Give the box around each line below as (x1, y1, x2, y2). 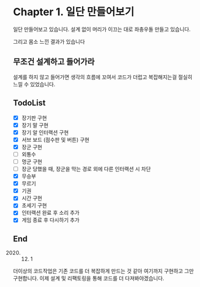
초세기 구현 (21, 202, 47, 209)
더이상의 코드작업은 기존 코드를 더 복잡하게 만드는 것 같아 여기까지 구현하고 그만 (13, 268, 194, 275)
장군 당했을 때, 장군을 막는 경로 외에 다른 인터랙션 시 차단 (21, 166, 151, 172)
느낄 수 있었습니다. (13, 80, 56, 87)
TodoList (13, 98, 46, 108)
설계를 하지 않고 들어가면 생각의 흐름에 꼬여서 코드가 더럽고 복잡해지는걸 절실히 (13, 73, 193, 80)
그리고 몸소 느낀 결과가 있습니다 (13, 38, 85, 45)
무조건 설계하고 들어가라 (13, 57, 95, 67)
